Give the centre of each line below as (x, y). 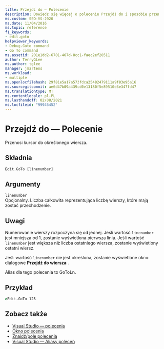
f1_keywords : (18, 32)
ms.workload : (18, 73)
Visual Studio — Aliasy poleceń (43, 341)
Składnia (19, 158)
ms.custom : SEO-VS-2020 (29, 19)
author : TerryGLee (24, 60)
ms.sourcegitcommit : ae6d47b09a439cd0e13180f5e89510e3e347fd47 (71, 87)
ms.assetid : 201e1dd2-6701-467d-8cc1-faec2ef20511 (58, 55)
